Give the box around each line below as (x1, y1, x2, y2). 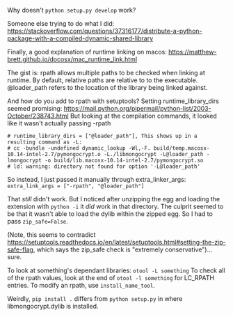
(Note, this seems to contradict (7, 231, 96, 239)
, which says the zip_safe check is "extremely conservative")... (33, 245, 213, 254)
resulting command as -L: (7, 139, 82, 146)
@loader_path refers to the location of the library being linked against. (7, 84, 208, 91)
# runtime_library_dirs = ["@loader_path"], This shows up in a (7, 132, 198, 139)
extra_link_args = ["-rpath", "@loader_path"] (7, 183, 145, 190)
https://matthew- (168, 48, 217, 56)
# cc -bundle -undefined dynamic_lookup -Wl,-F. (7, 145, 151, 152)
